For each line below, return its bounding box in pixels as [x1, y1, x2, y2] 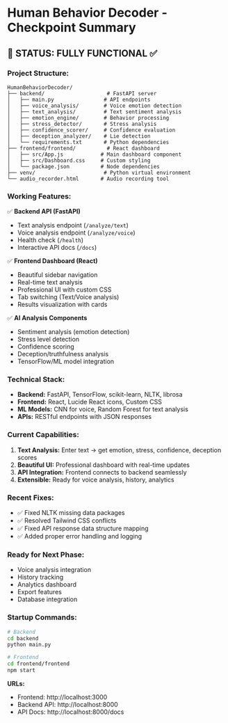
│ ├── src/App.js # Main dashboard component [7, 151, 182, 158]
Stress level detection [17, 335, 80, 344]
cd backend [7, 635, 39, 642]
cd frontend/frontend [7, 660, 70, 667]
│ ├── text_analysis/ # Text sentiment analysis [7, 108, 182, 116]
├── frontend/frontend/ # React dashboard [7, 145, 160, 152]
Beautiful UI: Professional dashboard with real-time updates [17, 461, 190, 469]
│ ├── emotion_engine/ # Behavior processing [7, 114, 170, 121]
